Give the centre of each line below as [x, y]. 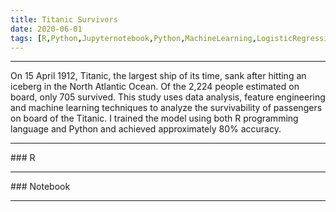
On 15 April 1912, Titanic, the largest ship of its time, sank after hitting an [158, 76]
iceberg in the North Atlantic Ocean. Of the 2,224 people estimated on [155, 87]
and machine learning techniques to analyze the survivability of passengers [166, 108]
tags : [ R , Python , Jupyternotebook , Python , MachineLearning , [133, 38]
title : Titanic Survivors [64, 19]
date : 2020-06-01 [46, 29]
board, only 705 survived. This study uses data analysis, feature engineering [168, 97]
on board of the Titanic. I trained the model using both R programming [154, 118]
